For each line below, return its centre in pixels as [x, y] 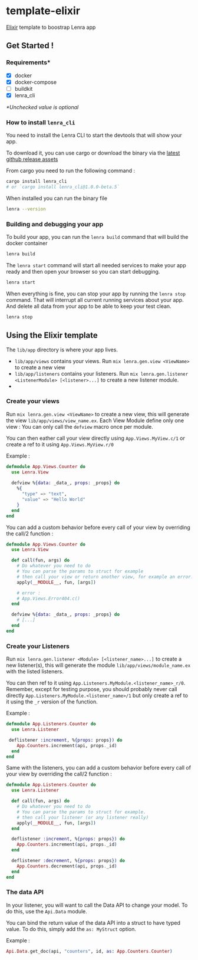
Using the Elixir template [52, 335]
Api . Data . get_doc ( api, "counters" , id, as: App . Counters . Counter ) [89, 951]
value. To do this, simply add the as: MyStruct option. [71, 929]
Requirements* [29, 63]
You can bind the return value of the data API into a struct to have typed [93, 923]
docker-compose [36, 82]
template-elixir [43, 11]
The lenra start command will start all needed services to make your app [96, 265]
